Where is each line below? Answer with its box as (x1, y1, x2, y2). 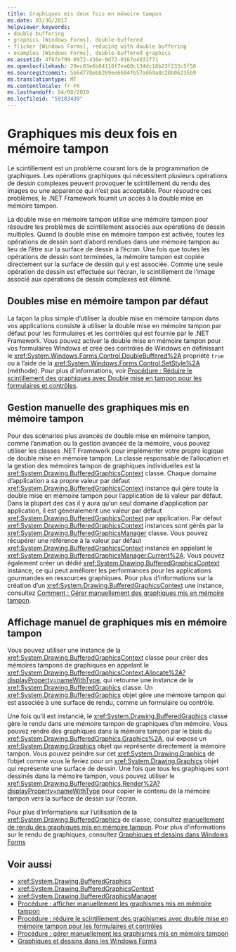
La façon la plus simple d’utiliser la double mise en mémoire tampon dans (7, 314, 220, 322)
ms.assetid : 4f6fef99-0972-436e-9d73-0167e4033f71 (7, 56, 159, 63)
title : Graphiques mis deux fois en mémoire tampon (7, 10, 162, 18)
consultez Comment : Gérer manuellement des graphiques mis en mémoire (7, 589, 225, 597)
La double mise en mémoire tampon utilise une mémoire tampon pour (7, 215, 209, 223)
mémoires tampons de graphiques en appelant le (7, 661, 150, 670)
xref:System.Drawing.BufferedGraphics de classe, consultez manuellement (7, 815, 225, 824)
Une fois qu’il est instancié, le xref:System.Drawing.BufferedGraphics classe (7, 712, 228, 720)
